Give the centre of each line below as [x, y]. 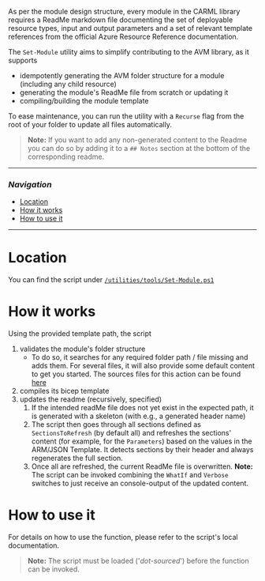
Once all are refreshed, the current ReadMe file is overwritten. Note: [142, 466]
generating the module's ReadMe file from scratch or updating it [124, 92]
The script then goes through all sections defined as [116, 424]
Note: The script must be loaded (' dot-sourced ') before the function [138, 561]
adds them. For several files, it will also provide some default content [143, 366]
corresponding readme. [66, 157]
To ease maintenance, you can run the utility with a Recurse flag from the [126, 116]
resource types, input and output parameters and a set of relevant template [131, 28]
